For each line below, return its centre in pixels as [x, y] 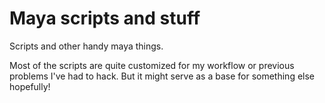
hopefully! [30, 86]
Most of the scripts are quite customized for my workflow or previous [152, 65]
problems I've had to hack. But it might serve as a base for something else [162, 76]
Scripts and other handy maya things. [86, 46]
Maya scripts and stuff [105, 18]
